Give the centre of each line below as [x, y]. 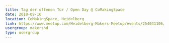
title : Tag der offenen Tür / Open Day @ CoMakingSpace [65, 10]
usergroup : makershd [27, 28]
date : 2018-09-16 [23, 14]
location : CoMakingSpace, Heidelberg [45, 19]
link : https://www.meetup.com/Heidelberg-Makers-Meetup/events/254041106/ [85, 23]
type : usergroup [22, 33]
